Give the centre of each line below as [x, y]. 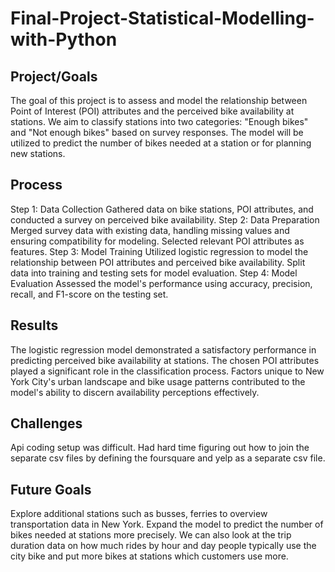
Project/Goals [54, 76]
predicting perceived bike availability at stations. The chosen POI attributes [165, 360]
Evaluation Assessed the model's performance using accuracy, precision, [161, 283]
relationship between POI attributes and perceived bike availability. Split [158, 262]
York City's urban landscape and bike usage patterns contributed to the [158, 381]
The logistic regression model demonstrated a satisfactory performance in [163, 349]
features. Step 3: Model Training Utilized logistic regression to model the [159, 251]
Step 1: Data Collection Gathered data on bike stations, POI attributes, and [162, 209]
